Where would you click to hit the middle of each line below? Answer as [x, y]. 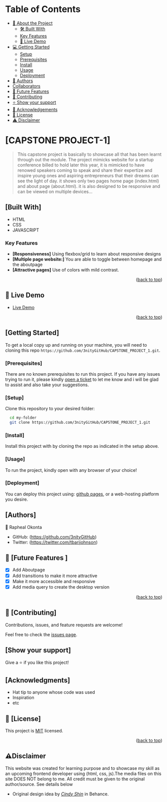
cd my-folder [23, 418]
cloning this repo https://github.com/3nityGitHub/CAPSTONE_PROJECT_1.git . [83, 350]
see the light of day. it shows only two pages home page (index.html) [88, 181]
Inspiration [23, 698]
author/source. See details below [39, 784]
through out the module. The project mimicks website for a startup [85, 159]
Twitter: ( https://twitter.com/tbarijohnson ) [55, 542]
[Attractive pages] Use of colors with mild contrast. [66, 270]
